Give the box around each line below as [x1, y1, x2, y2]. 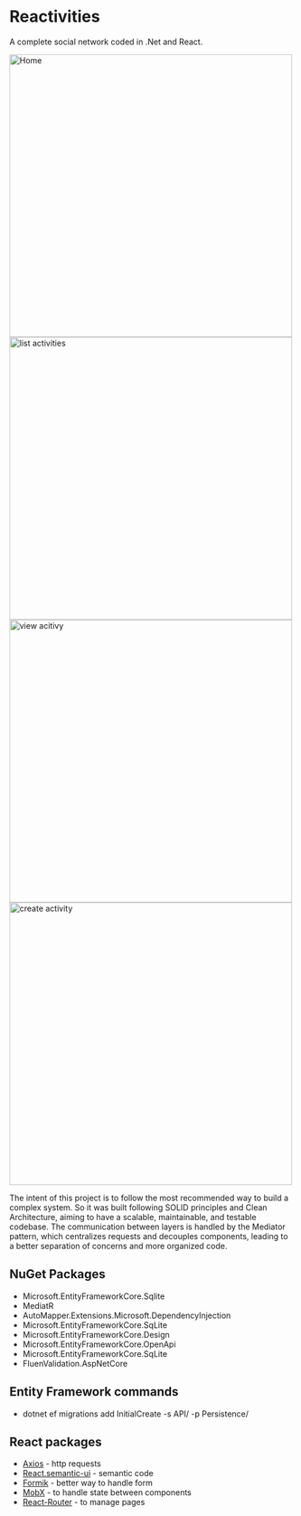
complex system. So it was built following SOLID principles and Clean [9, 1201, 268, 1213]
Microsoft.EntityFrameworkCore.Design [22, 1329, 170, 1340]
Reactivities [9, 6, 101, 27]
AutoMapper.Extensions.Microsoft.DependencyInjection [22, 1310, 231, 1321]
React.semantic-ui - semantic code [22, 1468, 154, 1479]
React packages [9, 1434, 102, 1449]
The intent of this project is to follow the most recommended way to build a [9, 1192, 289, 1203]
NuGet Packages [9, 1266, 106, 1282]
